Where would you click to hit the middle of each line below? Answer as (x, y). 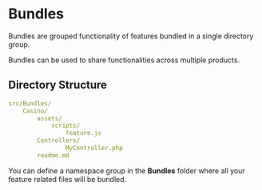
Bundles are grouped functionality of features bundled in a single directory (131, 36)
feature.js (83, 133)
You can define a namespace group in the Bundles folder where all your (127, 170)
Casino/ (35, 111)
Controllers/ (59, 141)
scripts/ (65, 126)
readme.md (53, 155)
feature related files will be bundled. (67, 179)
